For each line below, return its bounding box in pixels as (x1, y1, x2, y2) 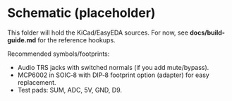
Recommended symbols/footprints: (7, 49, 110, 58)
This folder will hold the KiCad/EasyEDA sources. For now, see (7, 28, 189, 37)
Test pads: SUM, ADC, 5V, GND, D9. (17, 85, 122, 94)
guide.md (7, 35, 37, 44)
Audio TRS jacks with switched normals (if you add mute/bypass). (17, 63, 209, 71)
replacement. (17, 78, 56, 86)
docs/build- (189, 28, 226, 37)
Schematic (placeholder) (7, 5, 156, 21)
